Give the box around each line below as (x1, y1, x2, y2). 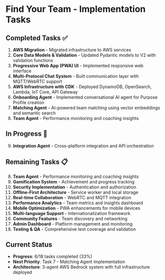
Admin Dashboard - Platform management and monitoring (12, 221, 133, 226)
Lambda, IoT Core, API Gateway (12, 89, 78, 95)
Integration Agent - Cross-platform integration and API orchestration (12, 143, 154, 149)
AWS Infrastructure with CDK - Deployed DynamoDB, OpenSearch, (12, 84, 152, 90)
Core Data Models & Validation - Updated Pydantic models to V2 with (12, 52, 156, 58)
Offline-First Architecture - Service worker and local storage (12, 189, 139, 195)
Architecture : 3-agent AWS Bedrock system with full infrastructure (12, 264, 150, 270)
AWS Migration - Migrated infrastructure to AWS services (12, 47, 131, 53)
